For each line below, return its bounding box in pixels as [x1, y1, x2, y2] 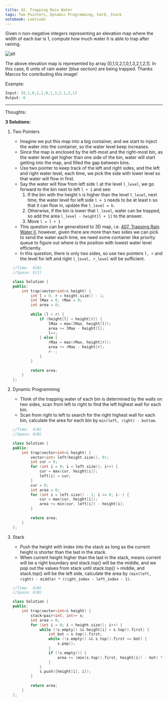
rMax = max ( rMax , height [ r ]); [48, 340, 111, 345]
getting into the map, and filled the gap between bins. [19, 160, 130, 166]
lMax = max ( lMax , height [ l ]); [48, 321, 111, 326]
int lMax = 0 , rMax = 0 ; [30, 298, 82, 303]
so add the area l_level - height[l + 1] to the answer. [27, 213, 143, 219]
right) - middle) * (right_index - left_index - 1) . [19, 575, 131, 581]
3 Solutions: [5, 119, 31, 125]
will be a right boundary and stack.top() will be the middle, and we [19, 559, 156, 565]
